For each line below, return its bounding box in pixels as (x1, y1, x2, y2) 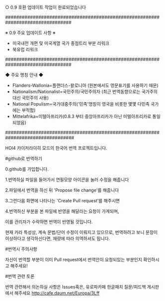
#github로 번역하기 (5, 156, 42, 161)
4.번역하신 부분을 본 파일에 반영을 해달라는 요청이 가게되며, (5, 208, 119, 214)
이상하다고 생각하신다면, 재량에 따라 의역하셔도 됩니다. (5, 236, 110, 241)
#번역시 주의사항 (5, 246, 37, 252)
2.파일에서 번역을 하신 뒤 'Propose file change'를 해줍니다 (5, 187, 119, 193)
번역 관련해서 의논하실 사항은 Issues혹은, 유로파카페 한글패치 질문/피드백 (5, 284, 146, 290)
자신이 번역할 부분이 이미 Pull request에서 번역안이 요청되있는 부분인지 (5, 257, 143, 262)
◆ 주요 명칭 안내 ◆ (5, 72, 44, 78)
